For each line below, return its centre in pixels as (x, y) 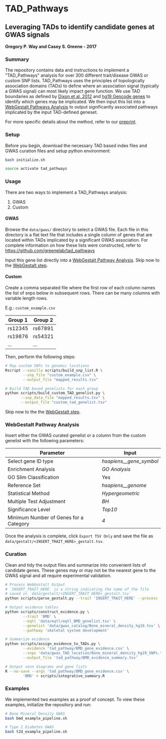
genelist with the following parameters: (45, 441)
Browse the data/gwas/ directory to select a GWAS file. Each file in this (77, 229)
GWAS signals (27, 34)
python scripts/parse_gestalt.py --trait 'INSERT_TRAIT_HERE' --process (82, 598)
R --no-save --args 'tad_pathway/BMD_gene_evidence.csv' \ (67, 671)
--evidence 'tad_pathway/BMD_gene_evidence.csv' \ (76, 649)
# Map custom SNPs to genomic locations (47, 366)
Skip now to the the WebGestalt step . (43, 412)
